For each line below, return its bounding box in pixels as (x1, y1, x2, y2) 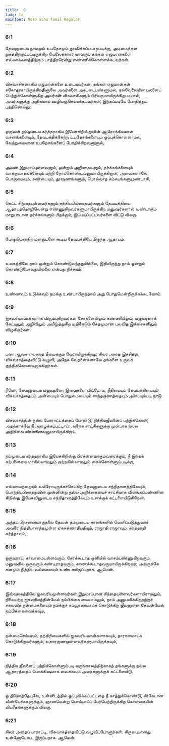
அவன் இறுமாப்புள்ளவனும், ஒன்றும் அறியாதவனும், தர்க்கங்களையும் (5, 164, 133, 170)
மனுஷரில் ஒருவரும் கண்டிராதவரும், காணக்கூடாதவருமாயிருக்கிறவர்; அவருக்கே (5, 561, 159, 567)
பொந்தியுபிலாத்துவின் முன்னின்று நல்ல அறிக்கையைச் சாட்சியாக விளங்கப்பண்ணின (5, 489, 164, 495)
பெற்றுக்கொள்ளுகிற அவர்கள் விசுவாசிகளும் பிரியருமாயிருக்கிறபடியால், (5, 92, 141, 98)
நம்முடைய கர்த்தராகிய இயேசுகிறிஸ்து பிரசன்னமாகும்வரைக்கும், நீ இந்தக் (5, 453, 144, 459)
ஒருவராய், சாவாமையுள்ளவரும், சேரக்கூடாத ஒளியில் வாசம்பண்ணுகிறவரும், (5, 555, 151, 561)
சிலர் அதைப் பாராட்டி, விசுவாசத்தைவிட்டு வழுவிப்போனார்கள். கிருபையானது (5, 728, 151, 735)
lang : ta (5, 12, 24, 17)
